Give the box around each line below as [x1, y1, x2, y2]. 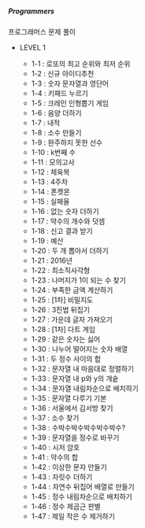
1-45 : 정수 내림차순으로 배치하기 [31, 492, 132, 501]
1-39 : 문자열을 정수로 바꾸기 [31, 433, 120, 442]
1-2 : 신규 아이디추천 [31, 68, 95, 78]
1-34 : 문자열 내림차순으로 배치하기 [31, 383, 139, 393]
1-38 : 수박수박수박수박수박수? [31, 423, 126, 432]
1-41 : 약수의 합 [31, 452, 79, 462]
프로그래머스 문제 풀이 [8, 27, 76, 36]
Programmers [8, 6, 55, 16]
